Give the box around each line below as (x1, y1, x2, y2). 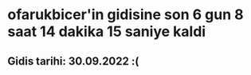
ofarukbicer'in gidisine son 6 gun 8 (7, 6, 244, 24)
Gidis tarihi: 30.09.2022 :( (7, 54, 139, 68)
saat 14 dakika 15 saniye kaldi (7, 22, 206, 41)
